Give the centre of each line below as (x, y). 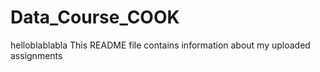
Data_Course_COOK (95, 17)
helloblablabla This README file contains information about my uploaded (160, 45)
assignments (36, 55)
